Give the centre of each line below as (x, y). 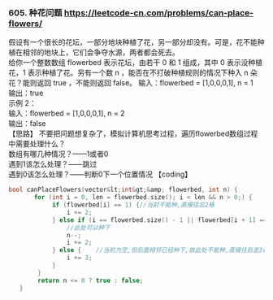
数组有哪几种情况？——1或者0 (58, 154)
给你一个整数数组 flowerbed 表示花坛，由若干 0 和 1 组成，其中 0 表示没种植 (135, 63)
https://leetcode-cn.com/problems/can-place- (159, 12)
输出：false (27, 124)
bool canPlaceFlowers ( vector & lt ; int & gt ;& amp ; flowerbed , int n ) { (123, 190)
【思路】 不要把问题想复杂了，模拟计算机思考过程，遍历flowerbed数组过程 (133, 134)
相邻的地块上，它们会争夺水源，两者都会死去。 (101, 52)
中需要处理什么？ (37, 144)
